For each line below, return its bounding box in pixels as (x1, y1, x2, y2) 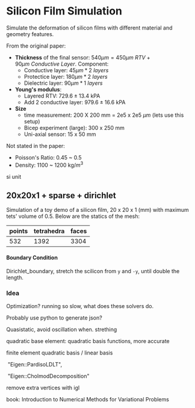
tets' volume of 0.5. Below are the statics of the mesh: (6, 212, 140, 220)
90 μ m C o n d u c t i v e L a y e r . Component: (14, 60, 109, 67)
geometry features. (6, 30, 54, 37)
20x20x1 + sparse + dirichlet (6, 190, 116, 200)
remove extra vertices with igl (6, 384, 80, 391)
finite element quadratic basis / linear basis (6, 349, 113, 356)
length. (6, 274, 24, 281)
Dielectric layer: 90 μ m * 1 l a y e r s (23, 79, 103, 87)
